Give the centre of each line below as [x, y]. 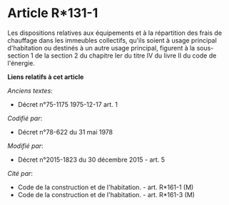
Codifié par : [25, 118]
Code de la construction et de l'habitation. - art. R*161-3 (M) [106, 194]
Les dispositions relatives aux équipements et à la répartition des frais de [115, 33]
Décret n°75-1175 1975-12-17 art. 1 [67, 104]
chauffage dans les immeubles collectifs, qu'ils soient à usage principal [112, 40]
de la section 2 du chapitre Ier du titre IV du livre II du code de [126, 56]
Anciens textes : [30, 90]
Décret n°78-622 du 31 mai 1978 [65, 132]
